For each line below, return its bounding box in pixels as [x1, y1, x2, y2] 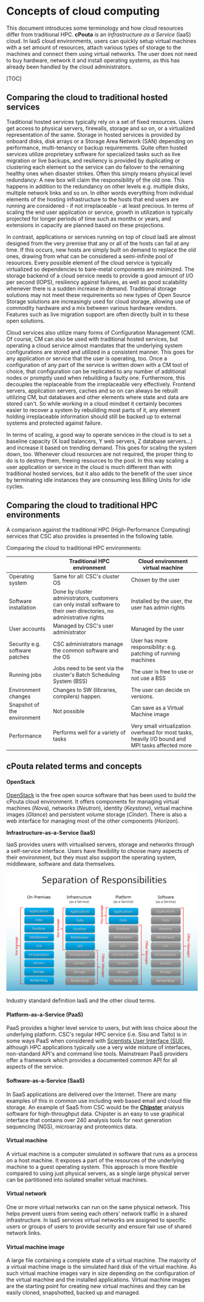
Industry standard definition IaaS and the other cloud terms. [6, 997, 156, 1004]
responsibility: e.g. [131, 643, 177, 651]
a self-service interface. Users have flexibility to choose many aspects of [6, 848, 189, 855]
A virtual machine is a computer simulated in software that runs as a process [6, 1150, 198, 1157]
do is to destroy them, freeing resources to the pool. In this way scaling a [6, 457, 189, 464]
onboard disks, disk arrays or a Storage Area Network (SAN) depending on [6, 137, 194, 145]
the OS [53, 653, 70, 660]
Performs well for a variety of [53, 729, 126, 736]
